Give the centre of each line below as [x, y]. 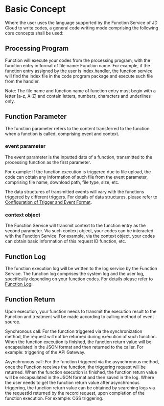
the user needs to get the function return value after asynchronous [72, 382]
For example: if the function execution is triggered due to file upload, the [78, 172]
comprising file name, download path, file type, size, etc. [62, 182]
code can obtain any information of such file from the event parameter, [76, 177]
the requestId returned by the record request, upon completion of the [75, 393]
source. [13, 322]
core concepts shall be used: [34, 33]
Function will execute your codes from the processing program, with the [78, 60]
